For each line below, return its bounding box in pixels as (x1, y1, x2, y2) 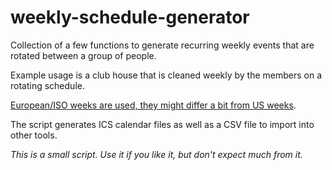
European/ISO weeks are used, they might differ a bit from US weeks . (10, 99, 297, 111)
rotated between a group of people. (10, 49, 157, 61)
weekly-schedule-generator (10, 6, 250, 29)
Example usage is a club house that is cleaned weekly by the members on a (10, 69, 323, 81)
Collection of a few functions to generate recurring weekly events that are (10, 39, 315, 51)
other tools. (10, 129, 58, 141)
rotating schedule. (10, 79, 85, 91)
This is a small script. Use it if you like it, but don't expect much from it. (10, 148, 303, 160)
